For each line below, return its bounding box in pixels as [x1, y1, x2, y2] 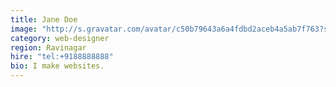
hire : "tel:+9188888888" [10, 52, 114, 62]
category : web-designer [10, 33, 110, 43]
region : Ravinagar [10, 42, 87, 53]
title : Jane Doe [10, 14, 78, 25]
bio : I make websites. [10, 61, 105, 71]
